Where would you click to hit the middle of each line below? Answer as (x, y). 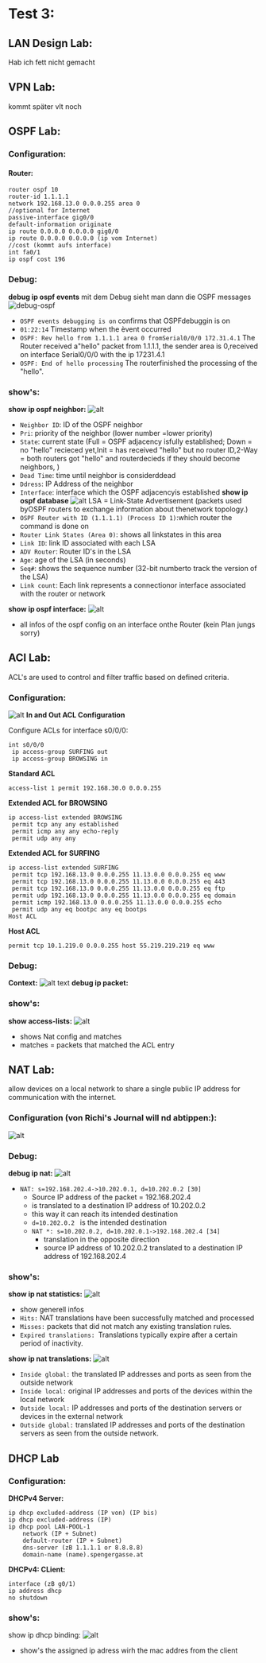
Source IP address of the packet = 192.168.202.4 (111, 1197)
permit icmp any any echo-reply (65, 832)
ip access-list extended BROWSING (66, 818)
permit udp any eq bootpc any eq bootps (79, 910)
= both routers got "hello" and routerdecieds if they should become (130, 458)
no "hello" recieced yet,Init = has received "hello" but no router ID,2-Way (139, 449)
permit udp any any (44, 839)
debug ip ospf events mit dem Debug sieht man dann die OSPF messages (130, 297)
